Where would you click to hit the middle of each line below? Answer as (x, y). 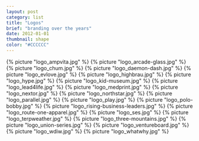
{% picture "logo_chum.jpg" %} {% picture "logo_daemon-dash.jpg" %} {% (99, 68)
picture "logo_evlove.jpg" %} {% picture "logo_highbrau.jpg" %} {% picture (99, 74)
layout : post (22, 12)
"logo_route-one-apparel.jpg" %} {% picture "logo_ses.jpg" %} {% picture (97, 112)
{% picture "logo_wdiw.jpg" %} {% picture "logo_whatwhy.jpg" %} (88, 131)
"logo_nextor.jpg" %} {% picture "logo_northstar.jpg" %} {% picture (89, 93)
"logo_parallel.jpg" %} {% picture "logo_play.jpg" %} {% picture (84, 99)
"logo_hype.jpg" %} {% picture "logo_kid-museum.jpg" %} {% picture (92, 80)
